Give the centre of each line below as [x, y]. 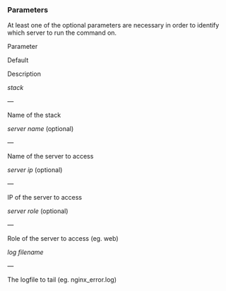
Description [24, 74]
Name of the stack [34, 115]
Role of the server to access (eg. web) [63, 239]
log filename [25, 252]
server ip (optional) [35, 170]
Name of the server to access [50, 156]
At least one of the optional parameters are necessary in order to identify [113, 25]
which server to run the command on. [62, 33]
